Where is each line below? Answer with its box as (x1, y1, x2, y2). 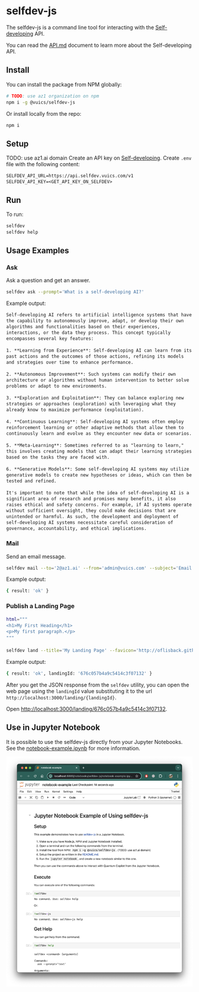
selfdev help (6, 229, 38, 235)
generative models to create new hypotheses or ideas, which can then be (6, 472, 192, 478)
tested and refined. (6, 478, 57, 484)
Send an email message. (6, 553, 66, 560)
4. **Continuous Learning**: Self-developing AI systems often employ (6, 419, 184, 425)
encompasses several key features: (6, 336, 94, 342)
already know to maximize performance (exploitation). (6, 407, 145, 413)
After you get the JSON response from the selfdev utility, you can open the (6, 681, 190, 688)
